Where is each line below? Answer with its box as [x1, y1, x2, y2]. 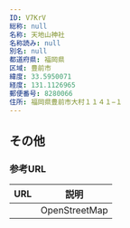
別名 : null [9, 47, 48, 56]
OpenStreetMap [40, 204, 108, 217]
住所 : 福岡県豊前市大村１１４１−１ [9, 97, 123, 107]
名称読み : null [9, 38, 61, 48]
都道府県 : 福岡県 [9, 55, 65, 64]
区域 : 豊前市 [9, 64, 51, 73]
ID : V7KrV [9, 13, 47, 23]
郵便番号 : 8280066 [9, 89, 74, 98]
